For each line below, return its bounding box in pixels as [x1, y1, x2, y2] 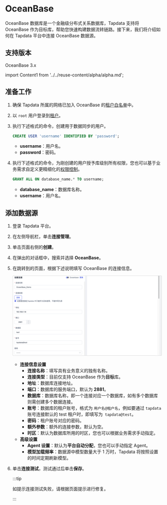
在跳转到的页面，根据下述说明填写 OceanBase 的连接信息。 [12, 265, 135, 271]
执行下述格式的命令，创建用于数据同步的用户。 [12, 123, 108, 129]
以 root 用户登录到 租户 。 [12, 112, 64, 118]
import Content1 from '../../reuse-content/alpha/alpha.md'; [5, 72, 124, 78]
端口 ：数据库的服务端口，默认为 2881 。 [27, 386, 109, 392]
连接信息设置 [19, 361, 46, 367]
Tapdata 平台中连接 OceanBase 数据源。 [14, 32, 98, 38]
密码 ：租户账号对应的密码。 [27, 418, 84, 424]
